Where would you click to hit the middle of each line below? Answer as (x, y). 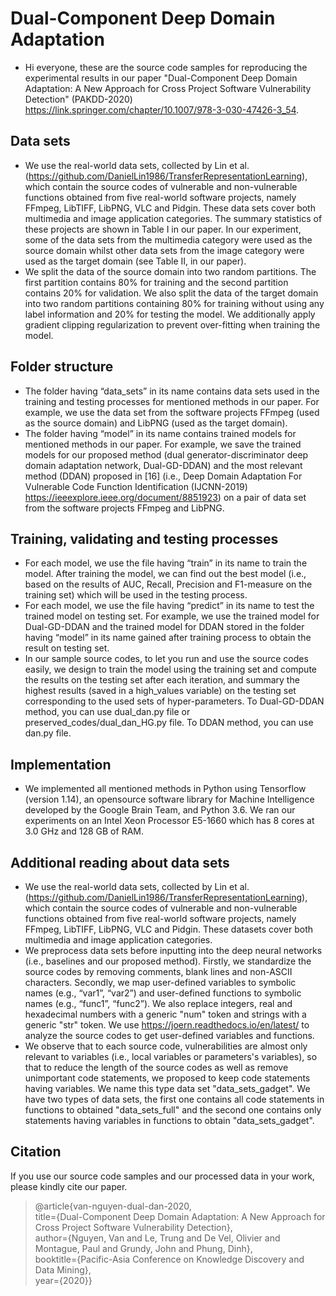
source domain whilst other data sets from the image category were (164, 250)
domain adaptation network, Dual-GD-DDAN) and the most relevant (163, 465)
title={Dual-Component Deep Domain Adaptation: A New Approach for (180, 1216)
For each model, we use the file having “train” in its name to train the (166, 563)
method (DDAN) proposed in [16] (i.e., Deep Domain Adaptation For (163, 476)
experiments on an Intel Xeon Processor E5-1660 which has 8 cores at (169, 821)
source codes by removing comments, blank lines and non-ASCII (158, 971)
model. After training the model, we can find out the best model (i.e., (165, 574)
